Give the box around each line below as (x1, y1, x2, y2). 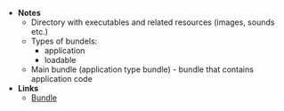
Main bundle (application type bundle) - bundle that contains (30, 64, 254, 75)
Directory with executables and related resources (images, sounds (30, 17, 275, 28)
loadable (44, 55, 77, 65)
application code (30, 74, 93, 83)
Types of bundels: (30, 36, 98, 46)
